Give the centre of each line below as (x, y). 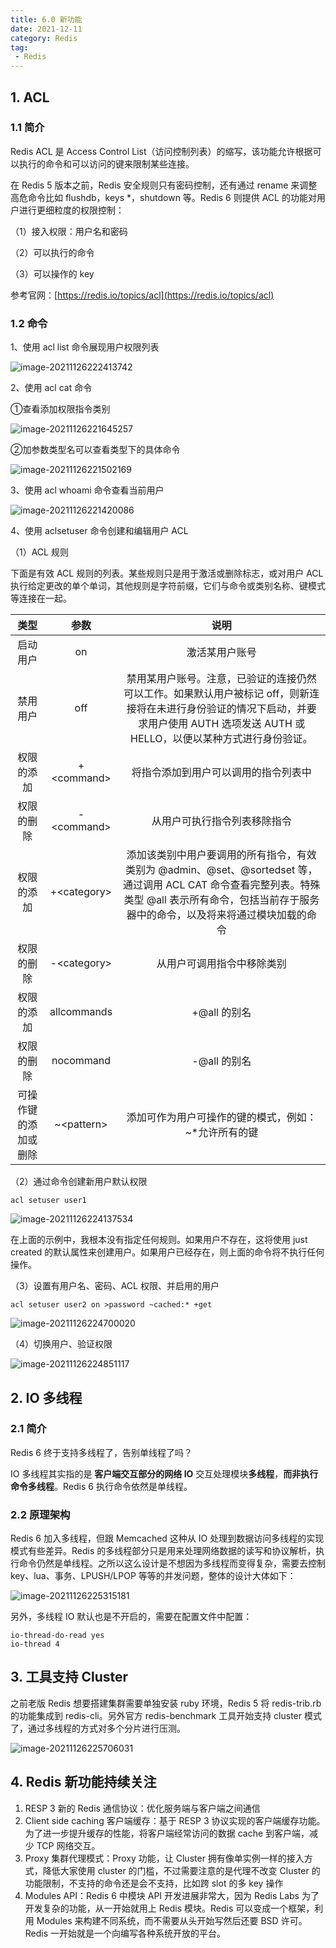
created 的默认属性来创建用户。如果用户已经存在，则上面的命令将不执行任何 (167, 1252)
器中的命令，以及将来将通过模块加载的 (216, 915)
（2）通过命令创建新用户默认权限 (79, 1182)
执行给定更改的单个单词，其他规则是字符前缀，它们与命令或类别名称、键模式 (168, 586)
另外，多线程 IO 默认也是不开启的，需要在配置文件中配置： (131, 1617)
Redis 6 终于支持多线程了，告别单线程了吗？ (101, 1452)
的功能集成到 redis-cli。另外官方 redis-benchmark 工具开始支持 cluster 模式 (166, 1715)
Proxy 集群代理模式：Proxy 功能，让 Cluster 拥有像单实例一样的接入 (164, 1858)
